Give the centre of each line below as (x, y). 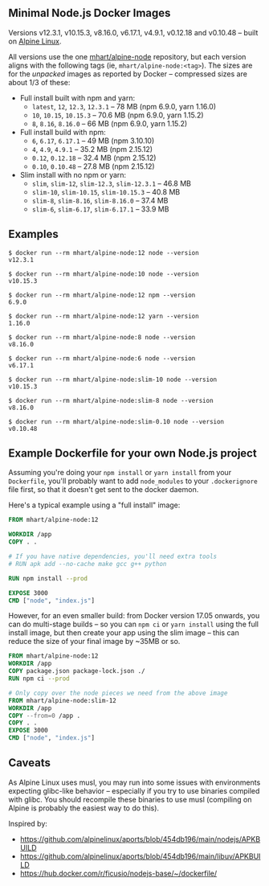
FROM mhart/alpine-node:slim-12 (62, 700)
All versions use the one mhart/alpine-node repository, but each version (127, 56)
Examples (33, 234)
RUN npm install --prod (48, 578)
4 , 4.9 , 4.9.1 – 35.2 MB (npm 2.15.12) (92, 149)
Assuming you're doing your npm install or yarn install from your (120, 473)
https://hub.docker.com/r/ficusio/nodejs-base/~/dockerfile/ (118, 873)
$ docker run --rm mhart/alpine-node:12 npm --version (102, 295)
